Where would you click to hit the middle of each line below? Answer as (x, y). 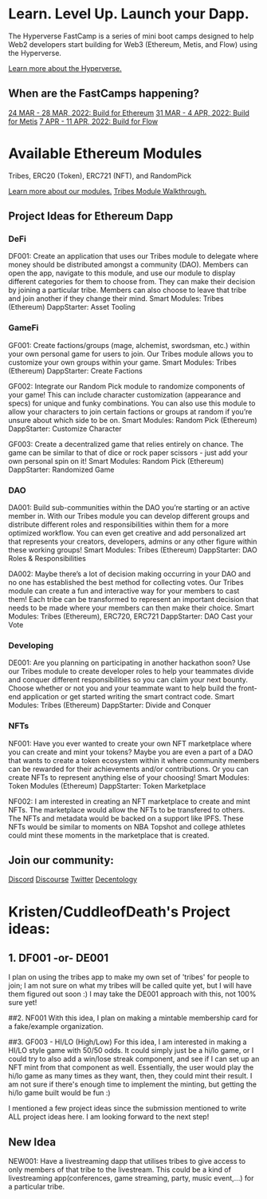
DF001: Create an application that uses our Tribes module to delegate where (133, 256)
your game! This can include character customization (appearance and (125, 394)
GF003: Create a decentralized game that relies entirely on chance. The (126, 444)
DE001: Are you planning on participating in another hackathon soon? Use (130, 663)
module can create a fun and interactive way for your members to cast (124, 591)
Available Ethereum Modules (105, 153)
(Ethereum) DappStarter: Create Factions (76, 370)
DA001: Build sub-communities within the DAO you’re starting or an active (129, 507)
